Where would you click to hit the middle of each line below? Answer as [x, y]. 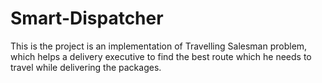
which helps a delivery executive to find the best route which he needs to [161, 56]
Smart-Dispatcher [87, 18]
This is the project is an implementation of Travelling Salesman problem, [159, 46]
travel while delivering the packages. [86, 67]
